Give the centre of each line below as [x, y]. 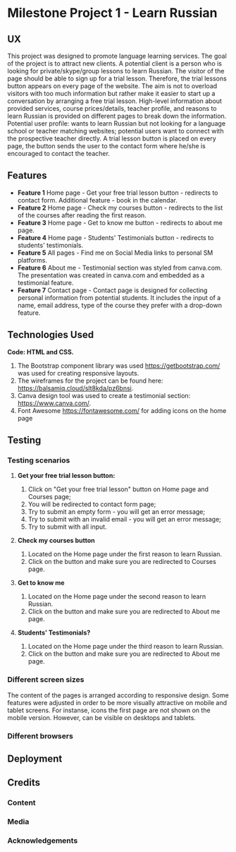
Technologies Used [50, 335]
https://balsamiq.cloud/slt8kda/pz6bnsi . [75, 388]
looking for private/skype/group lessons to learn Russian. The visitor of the [116, 71]
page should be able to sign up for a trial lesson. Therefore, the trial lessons [117, 78]
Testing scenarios [39, 460]
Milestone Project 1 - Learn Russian [112, 13]
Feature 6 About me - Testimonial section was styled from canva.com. [120, 268]
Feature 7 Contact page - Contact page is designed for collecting [112, 290]
